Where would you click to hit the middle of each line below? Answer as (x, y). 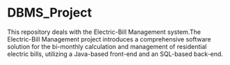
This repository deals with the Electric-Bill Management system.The (104, 32)
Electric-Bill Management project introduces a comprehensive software (109, 39)
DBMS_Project (50, 13)
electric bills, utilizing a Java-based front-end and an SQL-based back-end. (115, 54)
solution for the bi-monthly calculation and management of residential (107, 46)
